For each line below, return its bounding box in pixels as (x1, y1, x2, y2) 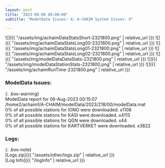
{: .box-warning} (5, 91, 39, 97)
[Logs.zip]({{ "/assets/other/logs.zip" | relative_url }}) (5, 151, 115, 158)
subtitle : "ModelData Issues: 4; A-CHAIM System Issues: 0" (5, 17, 134, 22)
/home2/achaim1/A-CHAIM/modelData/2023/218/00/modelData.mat (5, 101, 146, 107)
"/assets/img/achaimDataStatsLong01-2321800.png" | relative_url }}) (12, 46, 154, 52)
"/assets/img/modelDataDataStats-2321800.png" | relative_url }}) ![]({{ (12, 56, 157, 62)
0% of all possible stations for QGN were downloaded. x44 (5, 117, 127, 123)
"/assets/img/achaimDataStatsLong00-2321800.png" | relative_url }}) (12, 40, 155, 46)
